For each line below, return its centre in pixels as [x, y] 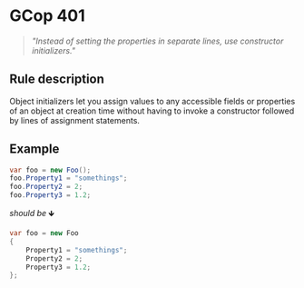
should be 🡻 [32, 214]
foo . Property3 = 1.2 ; [50, 195]
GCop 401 [48, 16]
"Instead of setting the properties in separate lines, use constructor [157, 41]
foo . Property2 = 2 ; [46, 187]
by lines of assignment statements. [75, 120]
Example [34, 149]
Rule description [57, 79]
